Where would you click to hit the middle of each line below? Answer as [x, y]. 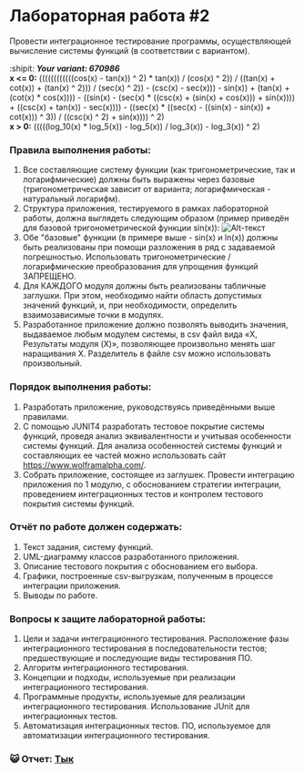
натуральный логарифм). [71, 199]
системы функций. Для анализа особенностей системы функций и [152, 445]
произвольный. [52, 363]
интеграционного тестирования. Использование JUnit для [136, 707]
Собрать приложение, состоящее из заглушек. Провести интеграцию [158, 474]
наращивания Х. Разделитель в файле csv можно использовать [147, 354]
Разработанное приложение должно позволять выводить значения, [155, 325]
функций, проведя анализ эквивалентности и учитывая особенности [157, 436]
